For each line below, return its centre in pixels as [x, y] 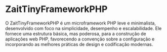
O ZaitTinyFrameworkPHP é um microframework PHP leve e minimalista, [80, 23]
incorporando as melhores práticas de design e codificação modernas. [79, 44]
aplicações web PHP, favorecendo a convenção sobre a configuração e [80, 39]
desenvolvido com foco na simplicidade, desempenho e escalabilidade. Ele [83, 28]
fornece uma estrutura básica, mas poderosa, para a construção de [76, 33]
